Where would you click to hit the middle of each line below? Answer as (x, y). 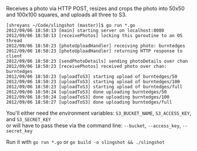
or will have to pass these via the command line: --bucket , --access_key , (94, 126)
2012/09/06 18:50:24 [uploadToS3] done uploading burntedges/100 (88, 97)
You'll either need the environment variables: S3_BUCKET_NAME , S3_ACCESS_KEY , (99, 113)
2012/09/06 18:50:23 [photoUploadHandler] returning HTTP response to (94, 51)
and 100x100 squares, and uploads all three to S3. (66, 15)
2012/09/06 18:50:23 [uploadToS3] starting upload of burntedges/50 (92, 77)
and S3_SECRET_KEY (29, 119)
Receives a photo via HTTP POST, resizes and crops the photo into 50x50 (96, 8)
